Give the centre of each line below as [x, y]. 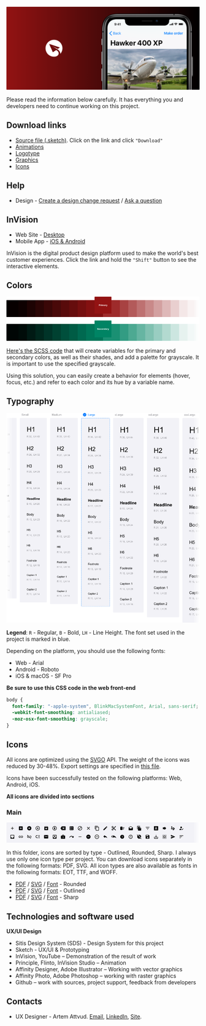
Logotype [27, 153]
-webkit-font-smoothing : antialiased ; [62, 713]
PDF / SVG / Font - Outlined [50, 891]
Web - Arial [29, 663]
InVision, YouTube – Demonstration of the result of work [86, 956]
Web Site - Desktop [40, 235]
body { [15, 700]
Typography [30, 401]
